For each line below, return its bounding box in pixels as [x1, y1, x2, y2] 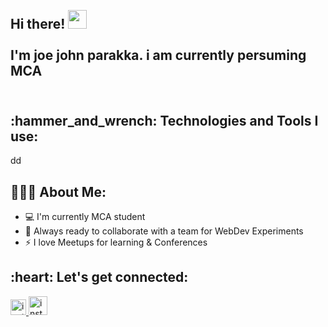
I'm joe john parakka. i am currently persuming [10, 47, 307, 64]
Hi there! [10, 16, 66, 33]
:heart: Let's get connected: [10, 269, 189, 286]
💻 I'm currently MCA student [24, 211, 146, 223]
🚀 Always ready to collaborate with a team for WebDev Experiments [24, 225, 304, 237]
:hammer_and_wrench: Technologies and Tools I [10, 112, 319, 129]
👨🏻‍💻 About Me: [10, 183, 107, 200]
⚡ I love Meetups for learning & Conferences [24, 236, 208, 249]
